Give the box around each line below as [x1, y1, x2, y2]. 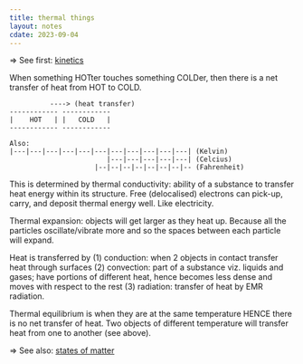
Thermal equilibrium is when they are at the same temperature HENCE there [9, 309, 292, 320]
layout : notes [9, 22, 63, 31]
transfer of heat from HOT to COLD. [9, 82, 142, 93]
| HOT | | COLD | [9, 115, 111, 125]
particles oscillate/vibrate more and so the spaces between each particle [9, 225, 281, 236]
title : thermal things [9, 13, 95, 23]
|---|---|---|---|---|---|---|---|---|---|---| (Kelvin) [9, 147, 229, 157]
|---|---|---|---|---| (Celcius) [106, 155, 232, 164]
